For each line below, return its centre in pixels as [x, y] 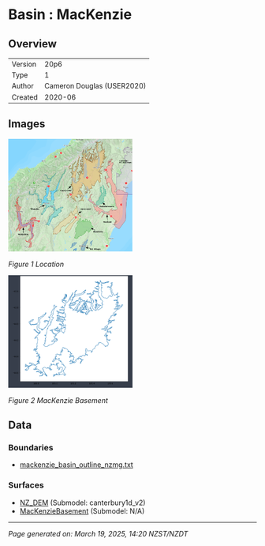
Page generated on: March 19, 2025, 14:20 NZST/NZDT [98, 533]
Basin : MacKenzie [70, 15]
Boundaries [31, 447]
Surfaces [26, 485]
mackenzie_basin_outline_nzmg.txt [77, 465]
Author [22, 86]
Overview [33, 44]
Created [24, 97]
